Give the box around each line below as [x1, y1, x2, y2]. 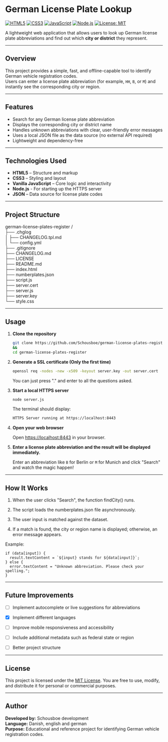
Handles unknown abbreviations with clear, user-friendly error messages [12, 127, 163, 133]
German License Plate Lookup [5, 4, 132, 15]
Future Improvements [5, 591, 74, 600]
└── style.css [5, 298, 34, 304]
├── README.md [5, 261, 42, 267]
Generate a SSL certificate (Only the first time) [12, 359, 111, 365]
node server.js [12, 397, 44, 402]
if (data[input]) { [5, 551, 46, 556]
